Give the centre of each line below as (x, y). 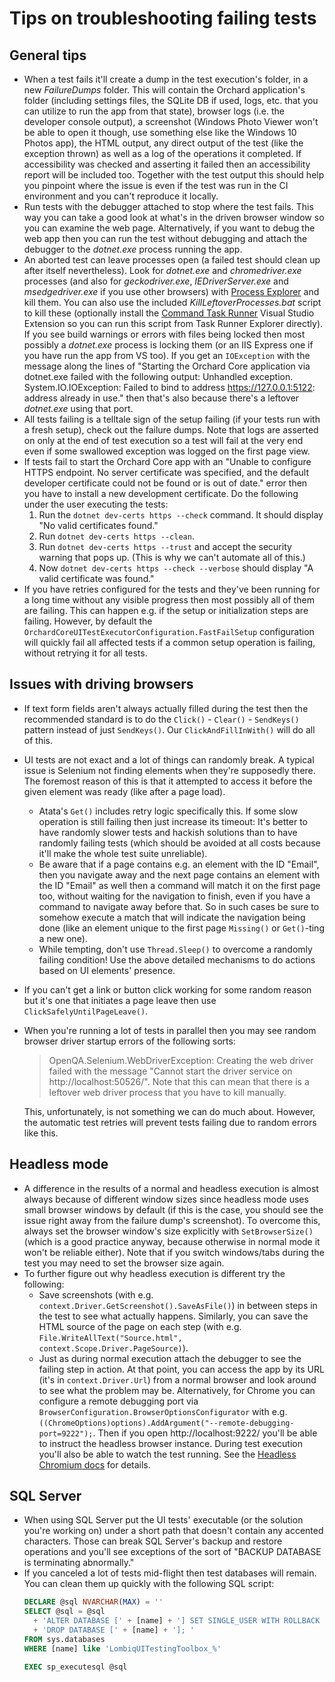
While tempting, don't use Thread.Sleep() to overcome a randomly (175, 949)
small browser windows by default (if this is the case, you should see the (173, 1209)
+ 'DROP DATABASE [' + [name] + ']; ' (114, 1630)
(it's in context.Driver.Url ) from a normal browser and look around (177, 1379)
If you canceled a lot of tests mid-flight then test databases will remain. (170, 1573)
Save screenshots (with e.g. (96, 1294)
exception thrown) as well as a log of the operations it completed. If (162, 153)
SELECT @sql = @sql (64, 1612)
